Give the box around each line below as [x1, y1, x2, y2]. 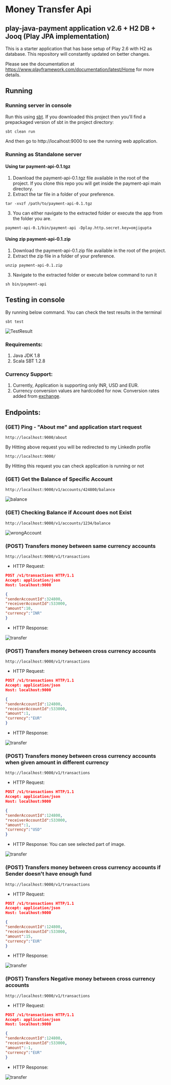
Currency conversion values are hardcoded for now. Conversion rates [12, 388, 160, 394]
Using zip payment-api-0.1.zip [5, 236, 71, 242]
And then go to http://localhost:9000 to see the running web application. [5, 138, 158, 144]
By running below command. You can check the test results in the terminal [5, 309, 162, 315]
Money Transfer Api [5, 4, 92, 15]
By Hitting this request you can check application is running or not [5, 463, 144, 469]
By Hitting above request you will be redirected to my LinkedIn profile [5, 444, 151, 450]
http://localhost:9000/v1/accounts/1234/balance [5, 521, 111, 526]
